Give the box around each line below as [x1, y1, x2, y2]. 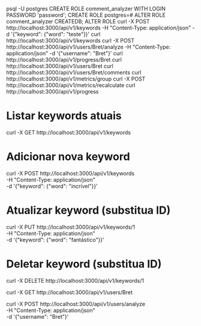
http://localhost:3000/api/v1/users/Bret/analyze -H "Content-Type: [6, 43, 171, 50]
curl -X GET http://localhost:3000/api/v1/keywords [6, 128, 131, 136]
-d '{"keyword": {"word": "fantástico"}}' [6, 236, 104, 243]
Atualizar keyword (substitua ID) [6, 204, 171, 217]
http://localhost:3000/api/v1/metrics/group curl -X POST [6, 75, 146, 82]
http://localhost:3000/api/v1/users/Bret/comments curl [6, 69, 142, 76]
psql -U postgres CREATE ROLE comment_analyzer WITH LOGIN [6, 5, 166, 12]
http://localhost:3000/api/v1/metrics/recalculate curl [6, 82, 136, 89]
